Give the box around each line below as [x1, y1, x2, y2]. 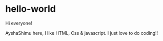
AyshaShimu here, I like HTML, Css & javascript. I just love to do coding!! [5, 30, 158, 36]
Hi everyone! [5, 20, 32, 26]
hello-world [5, 3, 56, 15]
